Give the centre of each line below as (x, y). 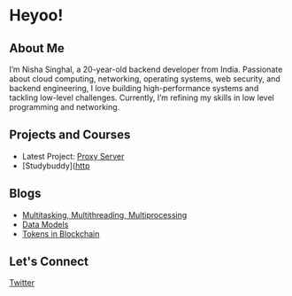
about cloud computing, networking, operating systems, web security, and (145, 79)
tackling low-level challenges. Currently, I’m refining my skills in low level (142, 97)
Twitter (22, 283)
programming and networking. (65, 107)
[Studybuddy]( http (56, 166)
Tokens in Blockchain (61, 234)
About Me (37, 48)
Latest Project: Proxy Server (73, 156)
